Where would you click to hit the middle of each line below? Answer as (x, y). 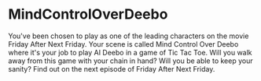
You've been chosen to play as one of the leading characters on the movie (129, 36)
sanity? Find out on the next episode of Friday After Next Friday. (112, 69)
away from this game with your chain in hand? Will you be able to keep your (130, 61)
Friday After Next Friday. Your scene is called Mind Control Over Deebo (123, 44)
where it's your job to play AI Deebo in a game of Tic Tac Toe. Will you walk (130, 52)
